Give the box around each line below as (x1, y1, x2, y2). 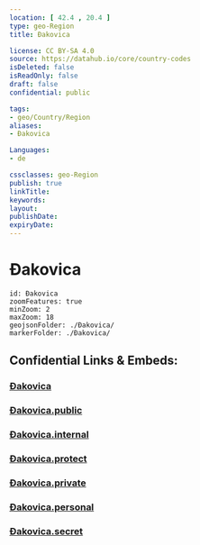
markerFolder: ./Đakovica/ (9, 328, 111, 338)
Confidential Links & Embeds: (9, 353, 178, 368)
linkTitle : (9, 186, 50, 196)
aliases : (9, 121, 42, 131)
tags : (9, 104, 30, 114)
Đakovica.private (9, 477, 86, 489)
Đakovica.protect (9, 452, 87, 465)
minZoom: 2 (9, 304, 50, 313)
